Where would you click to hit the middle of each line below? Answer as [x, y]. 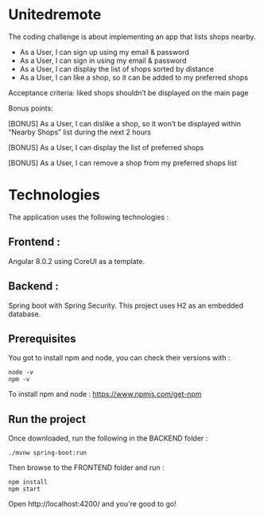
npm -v [19, 379]
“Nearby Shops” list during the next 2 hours [80, 132]
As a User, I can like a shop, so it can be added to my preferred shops [134, 77]
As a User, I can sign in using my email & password [103, 60]
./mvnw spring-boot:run [48, 453]
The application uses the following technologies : [89, 217]
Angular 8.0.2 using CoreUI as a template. [77, 261]
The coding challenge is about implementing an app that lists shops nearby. [132, 37]
